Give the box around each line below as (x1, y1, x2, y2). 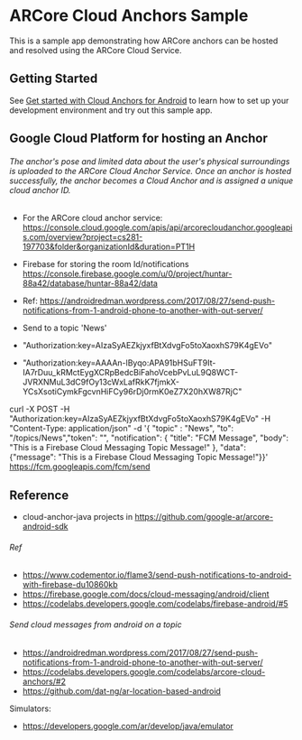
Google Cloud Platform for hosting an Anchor (9, 131, 269, 146)
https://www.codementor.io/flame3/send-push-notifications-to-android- (22, 569, 292, 580)
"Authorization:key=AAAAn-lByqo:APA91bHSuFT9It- (22, 357, 216, 368)
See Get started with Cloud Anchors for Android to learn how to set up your (9, 95, 289, 106)
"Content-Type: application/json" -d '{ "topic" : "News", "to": (9, 423, 234, 434)
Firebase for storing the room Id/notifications (22, 259, 189, 270)
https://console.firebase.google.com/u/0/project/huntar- (22, 268, 233, 280)
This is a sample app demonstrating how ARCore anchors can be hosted (9, 35, 279, 46)
